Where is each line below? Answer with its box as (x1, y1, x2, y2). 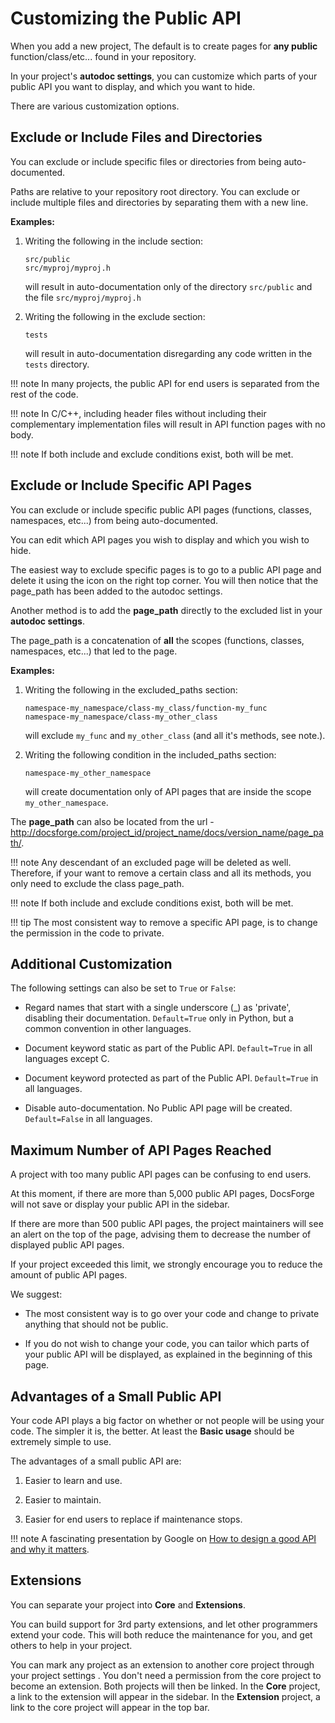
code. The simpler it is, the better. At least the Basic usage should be (10, 1425, 295, 1437)
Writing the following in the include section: (24, 235, 204, 247)
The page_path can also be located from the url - (10, 815, 215, 827)
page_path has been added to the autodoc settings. (10, 585, 223, 597)
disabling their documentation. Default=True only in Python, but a (24, 1012, 294, 1024)
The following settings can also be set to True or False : (10, 982, 237, 994)
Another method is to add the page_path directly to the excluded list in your (10, 604, 323, 616)
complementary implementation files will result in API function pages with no (10, 418, 326, 430)
